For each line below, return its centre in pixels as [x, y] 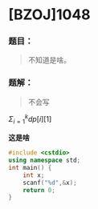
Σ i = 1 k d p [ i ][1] [30, 119]
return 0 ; [39, 190]
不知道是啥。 [49, 60]
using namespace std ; [45, 161]
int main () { [30, 167]
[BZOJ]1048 [49, 15]
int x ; [34, 175]
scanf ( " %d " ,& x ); [50, 183]
